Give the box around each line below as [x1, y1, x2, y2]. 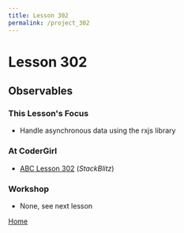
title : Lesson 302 [8, 11, 69, 20]
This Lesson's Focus [8, 108, 89, 118]
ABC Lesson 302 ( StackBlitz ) [19, 163, 115, 173]
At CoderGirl [8, 145, 58, 156]
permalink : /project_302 [8, 19, 90, 27]
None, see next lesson [19, 201, 93, 210]
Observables [8, 85, 73, 98]
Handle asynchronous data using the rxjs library [19, 126, 176, 135]
